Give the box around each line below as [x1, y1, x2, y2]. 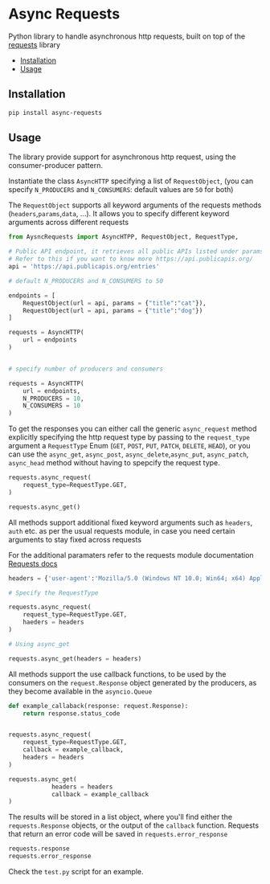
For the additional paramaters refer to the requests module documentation [8, 550, 255, 559]
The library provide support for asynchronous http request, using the [8, 152, 236, 162]
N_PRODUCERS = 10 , [22, 395, 84, 403]
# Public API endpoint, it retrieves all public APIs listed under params [8, 248, 264, 256]
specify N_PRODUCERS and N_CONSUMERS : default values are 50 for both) [8, 185, 234, 194]
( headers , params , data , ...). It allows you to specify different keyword [8, 209, 230, 219]
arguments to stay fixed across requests [8, 534, 142, 544]
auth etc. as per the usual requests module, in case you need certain [8, 526, 235, 535]
